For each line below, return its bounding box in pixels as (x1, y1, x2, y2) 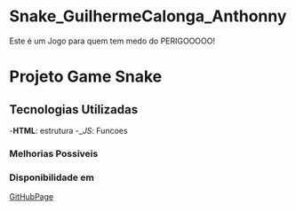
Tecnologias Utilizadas (9, 102, 139, 117)
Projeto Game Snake (9, 66, 163, 87)
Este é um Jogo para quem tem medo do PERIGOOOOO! (9, 35, 216, 46)
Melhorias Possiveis (9, 147, 99, 160)
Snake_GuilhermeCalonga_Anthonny (9, 6, 287, 27)
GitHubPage (9, 191, 54, 202)
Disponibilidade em (9, 171, 95, 184)
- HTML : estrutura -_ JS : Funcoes (9, 125, 128, 136)
